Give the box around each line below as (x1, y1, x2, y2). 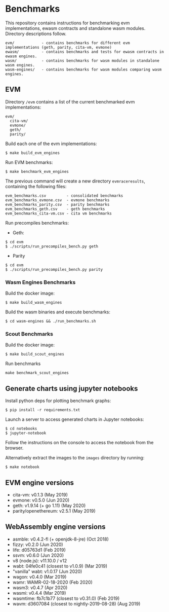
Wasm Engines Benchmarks (5, 278, 76, 285)
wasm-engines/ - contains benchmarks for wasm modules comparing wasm (5, 67, 162, 72)
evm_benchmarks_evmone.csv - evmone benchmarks (5, 197, 110, 203)
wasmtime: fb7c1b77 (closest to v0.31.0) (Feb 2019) (12, 595, 120, 601)
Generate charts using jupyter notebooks (5, 384, 138, 393)
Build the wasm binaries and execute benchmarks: (5, 309, 110, 315)
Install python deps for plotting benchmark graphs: (5, 398, 111, 404)
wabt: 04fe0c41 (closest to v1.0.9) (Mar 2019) (12, 563, 108, 569)
